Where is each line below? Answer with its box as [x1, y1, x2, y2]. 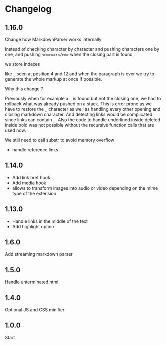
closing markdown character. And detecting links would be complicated [5, 111, 153, 117]
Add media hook [12, 180, 46, 186]
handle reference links [12, 147, 59, 153]
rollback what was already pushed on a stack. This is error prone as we [5, 101, 152, 107]
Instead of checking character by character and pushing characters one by [5, 46, 160, 52]
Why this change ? [5, 86, 43, 92]
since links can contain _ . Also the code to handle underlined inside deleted [5, 117, 161, 123]
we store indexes [5, 61, 40, 67]
